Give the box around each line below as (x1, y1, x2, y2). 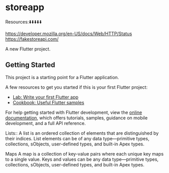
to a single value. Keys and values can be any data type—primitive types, (5, 156, 159, 162)
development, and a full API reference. (5, 120, 86, 126)
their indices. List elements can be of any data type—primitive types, (5, 135, 150, 141)
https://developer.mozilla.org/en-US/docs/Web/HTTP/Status (5, 30, 132, 37)
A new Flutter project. (5, 45, 51, 52)
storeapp (5, 2, 45, 13)
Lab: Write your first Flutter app (12, 94, 79, 100)
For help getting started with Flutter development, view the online (5, 109, 143, 115)
